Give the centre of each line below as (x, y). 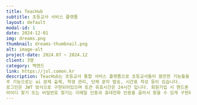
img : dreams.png (26, 38)
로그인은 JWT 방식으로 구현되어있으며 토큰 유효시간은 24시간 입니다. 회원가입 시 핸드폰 (97, 87)
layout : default (26, 22)
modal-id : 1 (21, 28)
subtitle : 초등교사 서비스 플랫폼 (42, 17)
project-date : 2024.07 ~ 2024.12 (47, 55)
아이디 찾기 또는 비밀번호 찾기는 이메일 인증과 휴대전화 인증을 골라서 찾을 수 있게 (92, 93)
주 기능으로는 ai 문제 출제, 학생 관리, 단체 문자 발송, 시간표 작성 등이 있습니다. (93, 82)
